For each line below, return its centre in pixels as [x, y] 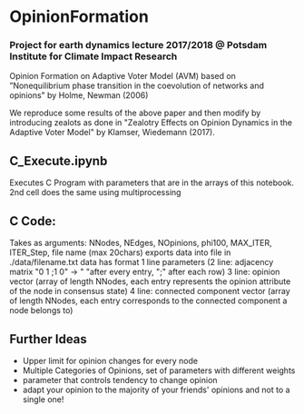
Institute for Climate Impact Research [93, 56]
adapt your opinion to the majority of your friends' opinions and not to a [156, 389]
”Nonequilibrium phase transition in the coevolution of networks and [137, 86]
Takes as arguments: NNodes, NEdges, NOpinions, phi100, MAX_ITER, [141, 243]
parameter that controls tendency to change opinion [120, 379]
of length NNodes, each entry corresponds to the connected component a [148, 301]
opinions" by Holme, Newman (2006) [79, 95]
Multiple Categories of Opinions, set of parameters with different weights [159, 370]
